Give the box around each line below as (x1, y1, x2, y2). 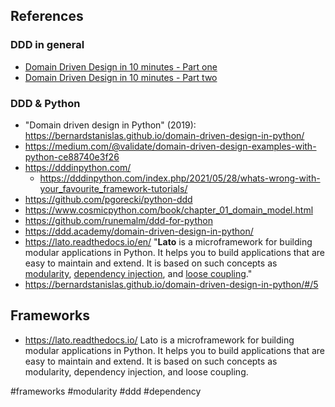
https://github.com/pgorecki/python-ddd (24, 193, 193, 205)
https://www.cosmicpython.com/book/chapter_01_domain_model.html (24, 204, 314, 216)
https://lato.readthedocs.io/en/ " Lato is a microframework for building (24, 235, 313, 248)
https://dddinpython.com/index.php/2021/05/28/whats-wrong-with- (39, 172, 321, 184)
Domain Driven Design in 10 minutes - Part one (24, 60, 218, 73)
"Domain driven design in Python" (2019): (24, 119, 197, 131)
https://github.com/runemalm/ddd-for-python (24, 214, 213, 226)
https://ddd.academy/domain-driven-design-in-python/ (24, 225, 254, 237)
